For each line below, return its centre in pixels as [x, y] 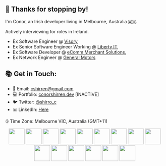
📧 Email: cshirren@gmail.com [43, 88]
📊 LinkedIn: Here [31, 109]
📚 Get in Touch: [31, 74]
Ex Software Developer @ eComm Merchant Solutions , [69, 52]
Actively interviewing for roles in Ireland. [47, 31]
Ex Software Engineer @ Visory [45, 41]
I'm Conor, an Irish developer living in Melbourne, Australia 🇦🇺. [71, 21]
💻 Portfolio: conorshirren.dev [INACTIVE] [56, 94]
